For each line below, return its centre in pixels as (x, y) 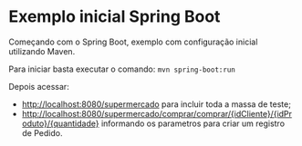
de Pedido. (42, 132)
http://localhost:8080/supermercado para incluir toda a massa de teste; (156, 104)
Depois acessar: (39, 86)
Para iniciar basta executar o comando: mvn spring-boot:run (122, 69)
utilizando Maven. (42, 51)
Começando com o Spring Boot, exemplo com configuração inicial (133, 42)
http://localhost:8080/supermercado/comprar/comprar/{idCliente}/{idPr (157, 113)
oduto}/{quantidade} (60, 123)
